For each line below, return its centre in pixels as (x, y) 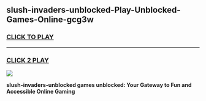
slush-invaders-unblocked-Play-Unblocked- (93, 10)
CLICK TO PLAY (30, 37)
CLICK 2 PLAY (28, 60)
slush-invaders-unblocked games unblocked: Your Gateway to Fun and (99, 84)
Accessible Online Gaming (41, 91)
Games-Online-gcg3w (50, 20)
